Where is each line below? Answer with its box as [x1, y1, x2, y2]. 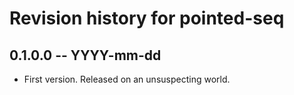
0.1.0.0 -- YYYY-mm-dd [9, 47, 162, 64]
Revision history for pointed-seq [9, 7, 285, 30]
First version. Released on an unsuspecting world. [23, 73, 231, 85]
